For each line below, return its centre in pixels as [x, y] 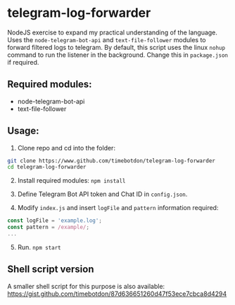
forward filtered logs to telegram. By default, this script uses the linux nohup [116, 47]
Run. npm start [39, 247]
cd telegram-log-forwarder [47, 167]
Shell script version [51, 270]
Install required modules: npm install [71, 181]
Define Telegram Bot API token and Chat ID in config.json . [102, 194]
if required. [23, 62]
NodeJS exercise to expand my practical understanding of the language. [113, 32]
